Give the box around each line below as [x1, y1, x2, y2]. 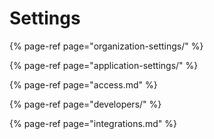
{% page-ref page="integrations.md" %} [9, 117, 177, 129]
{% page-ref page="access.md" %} [9, 78, 158, 91]
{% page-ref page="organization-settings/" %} [9, 40, 204, 52]
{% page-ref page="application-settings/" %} [9, 59, 199, 71]
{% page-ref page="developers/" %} [9, 98, 162, 110]
